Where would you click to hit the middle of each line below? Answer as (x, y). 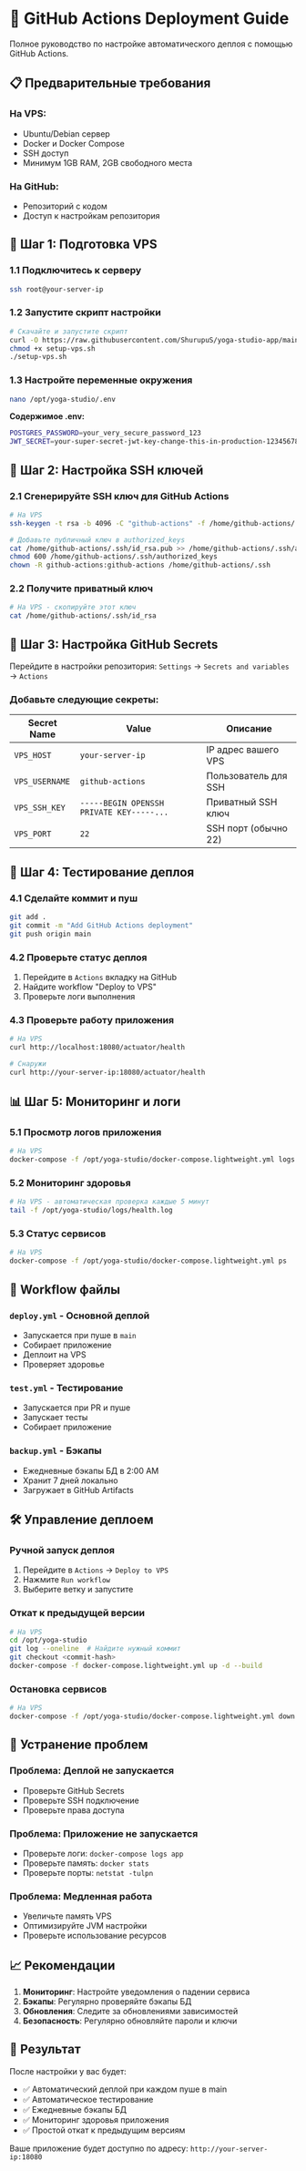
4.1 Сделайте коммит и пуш (74, 898)
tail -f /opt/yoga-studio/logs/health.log (91, 1211)
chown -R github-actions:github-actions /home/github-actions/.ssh (140, 565)
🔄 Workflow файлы (65, 1290)
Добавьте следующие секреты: (84, 699)
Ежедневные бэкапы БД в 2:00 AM (91, 1470)
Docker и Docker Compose (73, 143)
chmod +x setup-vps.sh (52, 348)
